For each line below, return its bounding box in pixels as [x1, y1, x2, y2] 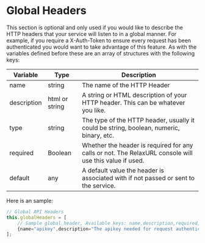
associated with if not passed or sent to [82, 174, 195, 182]
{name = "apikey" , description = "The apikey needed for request [17, 226, 173, 232]
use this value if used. [82, 156, 145, 164]
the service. [82, 181, 116, 189]
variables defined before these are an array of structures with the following [6, 49, 195, 57]
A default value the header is [82, 166, 165, 174]
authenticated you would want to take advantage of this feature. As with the [6, 43, 197, 51]
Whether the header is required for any [82, 141, 193, 149]
